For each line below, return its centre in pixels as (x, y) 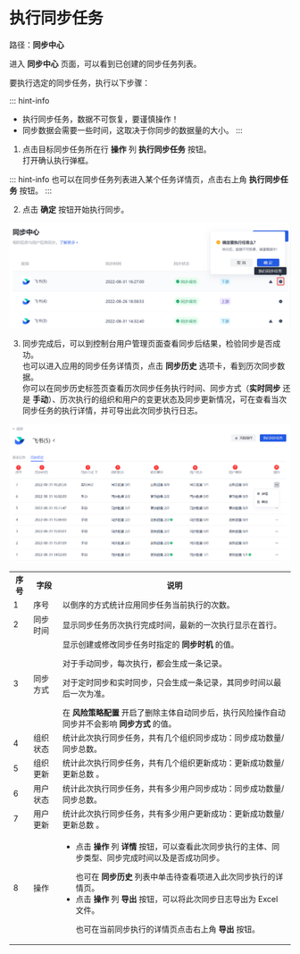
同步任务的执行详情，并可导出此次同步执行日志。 (112, 410)
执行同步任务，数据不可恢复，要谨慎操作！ (100, 119)
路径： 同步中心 (37, 45)
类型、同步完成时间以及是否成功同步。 (154, 858)
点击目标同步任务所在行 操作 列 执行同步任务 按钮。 (117, 149)
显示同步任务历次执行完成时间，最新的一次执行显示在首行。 (172, 624)
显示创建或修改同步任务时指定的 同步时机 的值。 (150, 644)
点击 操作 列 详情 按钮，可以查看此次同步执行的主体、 (174, 847)
